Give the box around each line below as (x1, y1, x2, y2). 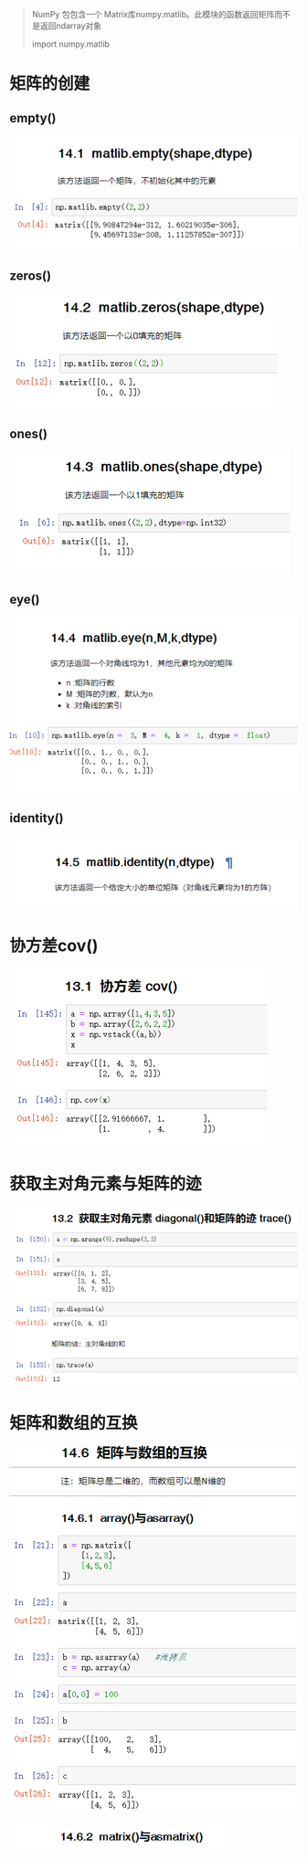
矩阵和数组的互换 (9, 1413, 139, 1433)
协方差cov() (9, 935, 99, 956)
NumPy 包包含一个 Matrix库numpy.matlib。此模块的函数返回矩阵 (31, 9, 275, 19)
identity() (9, 810, 64, 826)
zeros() (9, 269, 52, 284)
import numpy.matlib (31, 38, 110, 49)
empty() (9, 110, 57, 126)
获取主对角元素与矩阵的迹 (9, 1173, 203, 1194)
